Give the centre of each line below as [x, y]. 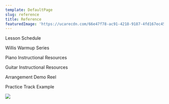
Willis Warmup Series [27, 48]
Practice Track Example [30, 87]
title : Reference [23, 19]
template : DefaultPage [29, 10]
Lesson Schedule [23, 38]
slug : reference [22, 15]
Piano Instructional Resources [36, 58]
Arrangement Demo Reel [31, 77]
